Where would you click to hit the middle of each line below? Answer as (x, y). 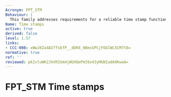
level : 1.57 (18, 39)
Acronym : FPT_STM (24, 10)
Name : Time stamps (25, 24)
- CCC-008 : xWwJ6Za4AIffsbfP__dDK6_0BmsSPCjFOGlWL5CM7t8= (68, 48)
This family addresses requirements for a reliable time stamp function (89, 19)
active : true (19, 29)
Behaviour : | (19, 15)
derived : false (21, 34)
